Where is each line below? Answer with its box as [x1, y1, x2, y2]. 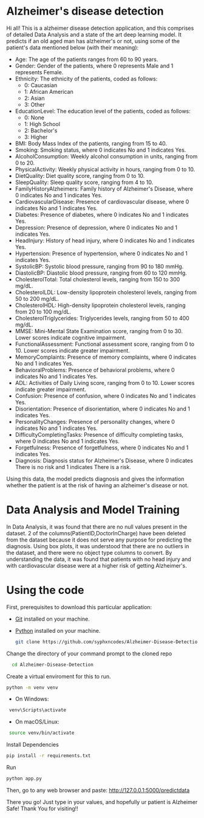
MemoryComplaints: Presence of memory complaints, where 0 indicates [15, 353, 197, 361]
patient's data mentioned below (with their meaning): [6, 44, 139, 51]
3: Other [24, 100, 46, 108]
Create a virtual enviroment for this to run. [6, 672, 111, 680]
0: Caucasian [24, 81, 58, 89]
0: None [24, 114, 44, 121]
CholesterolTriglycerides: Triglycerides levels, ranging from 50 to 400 [15, 314, 189, 322]
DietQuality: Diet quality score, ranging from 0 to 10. [15, 172, 145, 179]
